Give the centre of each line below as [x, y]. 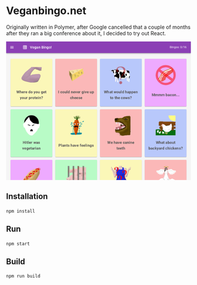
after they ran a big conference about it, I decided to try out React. [86, 33]
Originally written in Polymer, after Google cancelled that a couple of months [98, 27]
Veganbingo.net [46, 11]
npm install [21, 211]
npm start [18, 244]
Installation [27, 197]
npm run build [23, 276]
